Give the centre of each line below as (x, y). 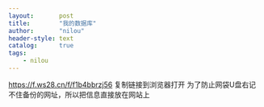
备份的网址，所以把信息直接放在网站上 (86, 94)
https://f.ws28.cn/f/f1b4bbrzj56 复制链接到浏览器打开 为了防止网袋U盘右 (129, 84)
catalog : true (41, 46)
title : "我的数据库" (52, 23)
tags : (17, 53)
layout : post (41, 16)
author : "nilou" (46, 31)
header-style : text (41, 38)
